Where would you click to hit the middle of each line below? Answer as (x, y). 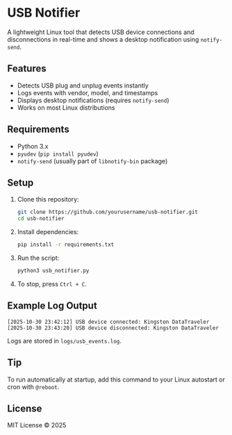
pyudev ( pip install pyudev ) (58, 154)
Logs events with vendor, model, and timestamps (88, 92)
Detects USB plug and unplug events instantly (83, 85)
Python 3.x (33, 146)
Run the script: (38, 258)
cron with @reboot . (33, 386)
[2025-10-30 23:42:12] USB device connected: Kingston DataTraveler (108, 322)
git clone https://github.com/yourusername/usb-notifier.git (108, 212)
